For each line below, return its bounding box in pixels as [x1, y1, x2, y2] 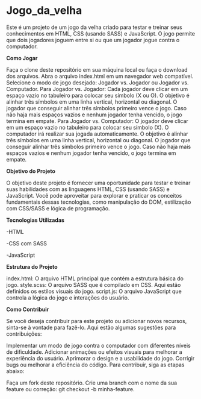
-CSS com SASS [6, 239, 47, 247]
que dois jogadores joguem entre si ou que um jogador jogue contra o [6, 36, 180, 43]
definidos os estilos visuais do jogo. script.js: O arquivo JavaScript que [6, 287, 182, 295]
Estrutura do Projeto [6, 263, 58, 270]
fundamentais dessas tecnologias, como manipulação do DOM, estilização [6, 198, 191, 206]
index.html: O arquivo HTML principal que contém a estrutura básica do [6, 275, 184, 282]
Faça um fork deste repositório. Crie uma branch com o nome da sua [6, 379, 178, 386]
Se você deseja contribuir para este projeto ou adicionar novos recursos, [6, 317, 187, 324]
